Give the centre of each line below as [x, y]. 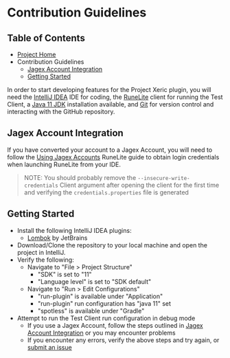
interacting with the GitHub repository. [61, 112]
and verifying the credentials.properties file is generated [106, 192]
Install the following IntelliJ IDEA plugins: [74, 230]
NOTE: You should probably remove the [80, 177]
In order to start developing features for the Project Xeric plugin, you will [109, 90]
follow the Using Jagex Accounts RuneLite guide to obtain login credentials [113, 157]
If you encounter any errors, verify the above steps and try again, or [123, 340]
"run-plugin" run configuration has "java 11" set [104, 303]
